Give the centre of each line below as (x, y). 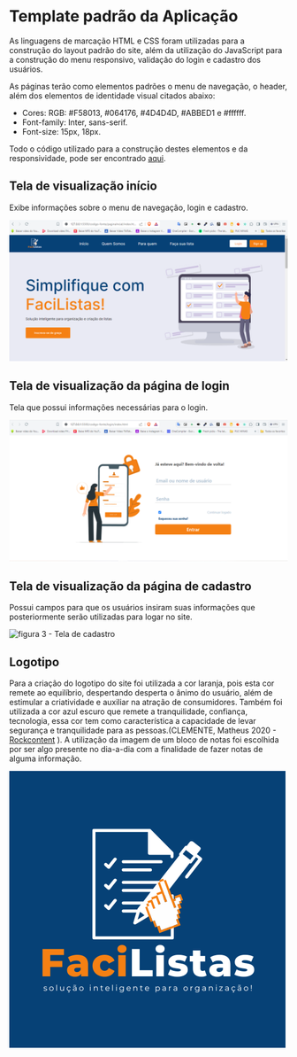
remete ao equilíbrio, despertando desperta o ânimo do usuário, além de (141, 693)
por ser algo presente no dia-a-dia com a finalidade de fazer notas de (136, 750)
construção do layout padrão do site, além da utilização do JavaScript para (146, 50)
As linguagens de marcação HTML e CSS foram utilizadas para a (127, 41)
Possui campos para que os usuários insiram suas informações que (132, 608)
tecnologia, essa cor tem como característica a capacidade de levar (133, 721)
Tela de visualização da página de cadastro (130, 586)
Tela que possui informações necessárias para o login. (109, 407)
